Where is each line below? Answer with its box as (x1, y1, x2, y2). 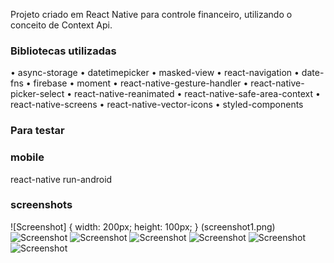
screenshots (10, 198, 73, 212)
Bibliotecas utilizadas (10, 44, 117, 58)
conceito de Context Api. (10, 19, 113, 31)
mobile (10, 150, 45, 164)
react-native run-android (10, 173, 113, 185)
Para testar (10, 124, 65, 138)
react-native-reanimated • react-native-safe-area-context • (74, 88, 321, 100)
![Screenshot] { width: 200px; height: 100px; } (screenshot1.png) (10, 220, 276, 233)
